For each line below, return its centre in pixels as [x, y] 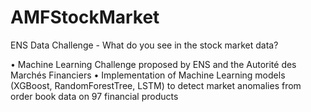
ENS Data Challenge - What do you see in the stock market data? [144, 45]
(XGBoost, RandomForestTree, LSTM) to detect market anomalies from [156, 85]
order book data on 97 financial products [94, 96]
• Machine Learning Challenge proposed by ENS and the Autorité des [153, 64]
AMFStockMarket [85, 17]
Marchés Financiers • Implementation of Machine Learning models [148, 75]
